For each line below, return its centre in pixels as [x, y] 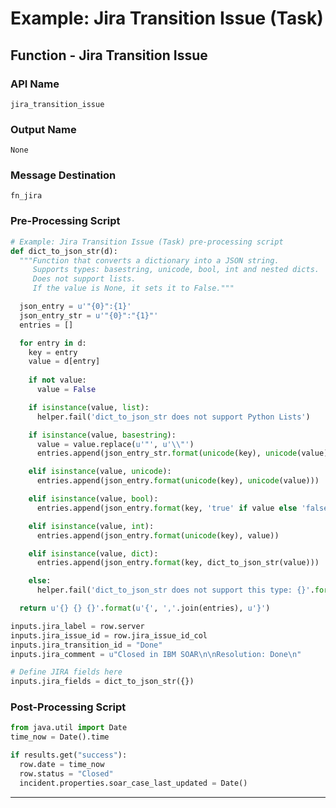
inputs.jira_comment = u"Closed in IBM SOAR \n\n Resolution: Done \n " [156, 654]
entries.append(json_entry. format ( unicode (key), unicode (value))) [178, 481]
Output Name [43, 129]
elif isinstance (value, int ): [91, 526]
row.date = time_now [62, 765]
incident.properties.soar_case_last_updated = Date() [133, 783]
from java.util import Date [69, 728]
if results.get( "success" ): [69, 755]
